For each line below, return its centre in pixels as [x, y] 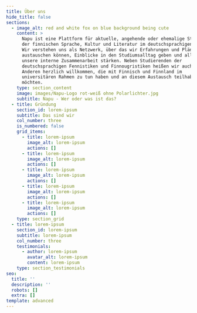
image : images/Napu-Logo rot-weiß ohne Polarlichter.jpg [88, 93]
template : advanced [30, 301]
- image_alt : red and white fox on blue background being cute [90, 28]
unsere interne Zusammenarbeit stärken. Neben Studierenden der [102, 60]
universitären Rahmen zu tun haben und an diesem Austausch [96, 77]
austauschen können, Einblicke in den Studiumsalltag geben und [102, 55]
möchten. [32, 83]
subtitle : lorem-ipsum [44, 235]
